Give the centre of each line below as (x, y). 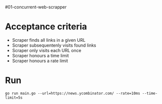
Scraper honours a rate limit (40, 61)
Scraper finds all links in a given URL (49, 40)
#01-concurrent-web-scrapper (36, 7)
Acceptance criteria (46, 27)
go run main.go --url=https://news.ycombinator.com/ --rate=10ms (72, 93)
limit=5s (14, 97)
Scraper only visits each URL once (47, 50)
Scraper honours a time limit (40, 55)
